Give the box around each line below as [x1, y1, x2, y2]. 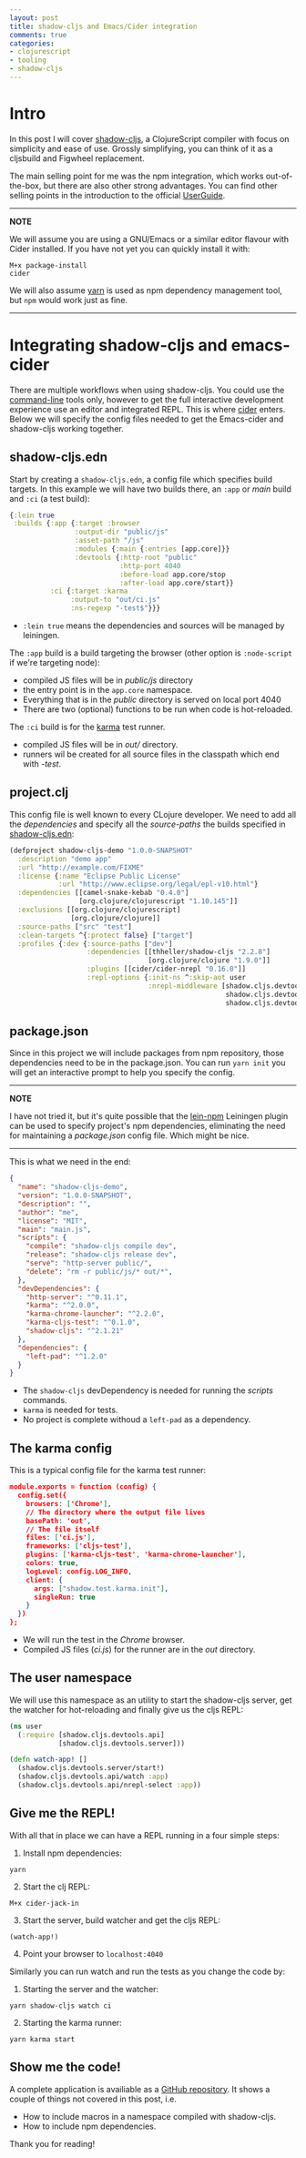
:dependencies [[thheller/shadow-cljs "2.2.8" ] [87, 948, 271, 957]
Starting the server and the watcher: [22, 1983, 159, 1994]
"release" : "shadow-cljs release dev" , [25, 1250, 178, 1259]
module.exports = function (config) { [9, 1482, 157, 1491]
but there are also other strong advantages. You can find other [43, 179, 278, 191]
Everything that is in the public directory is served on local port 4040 [22, 694, 282, 706]
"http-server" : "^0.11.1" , [25, 1292, 128, 1302]
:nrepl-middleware [148, 981, 219, 991]
